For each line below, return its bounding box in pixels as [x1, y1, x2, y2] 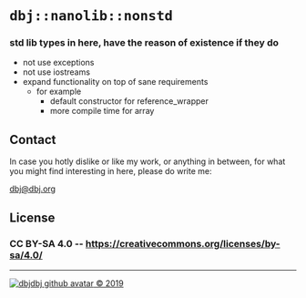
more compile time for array [49, 106, 155, 117]
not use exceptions [22, 57, 95, 68]
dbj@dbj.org [9, 183, 56, 194]
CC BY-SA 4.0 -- [9, 237, 84, 250]
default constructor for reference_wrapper [49, 96, 209, 107]
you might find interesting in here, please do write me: [9, 166, 212, 177]
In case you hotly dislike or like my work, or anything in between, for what [9, 156, 286, 167]
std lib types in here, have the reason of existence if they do [9, 36, 280, 49]
